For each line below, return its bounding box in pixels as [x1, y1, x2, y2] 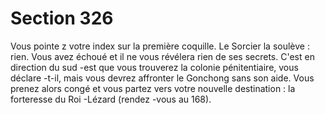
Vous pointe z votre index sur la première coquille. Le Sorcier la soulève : [10, 40, 310, 52]
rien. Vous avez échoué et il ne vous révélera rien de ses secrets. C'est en [10, 50, 315, 62]
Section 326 [10, 7, 114, 30]
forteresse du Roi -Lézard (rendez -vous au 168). [10, 93, 212, 105]
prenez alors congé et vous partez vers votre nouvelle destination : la [10, 82, 296, 94]
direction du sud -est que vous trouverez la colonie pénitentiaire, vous [10, 61, 299, 73]
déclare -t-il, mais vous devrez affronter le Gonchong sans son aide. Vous [10, 72, 315, 84]
